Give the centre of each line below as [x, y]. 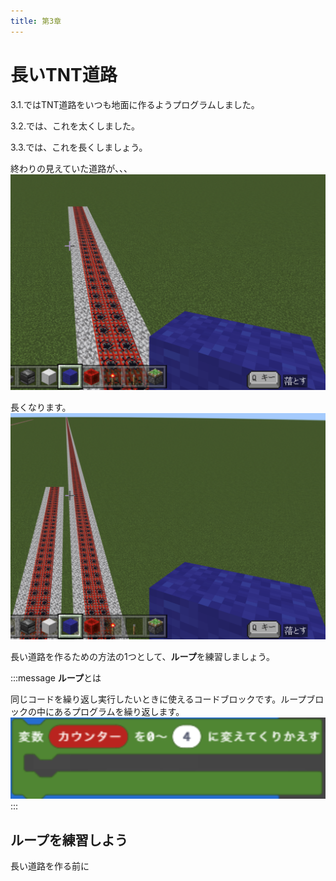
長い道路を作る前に [50, 866]
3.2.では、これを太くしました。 [75, 126]
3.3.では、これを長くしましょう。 [79, 147]
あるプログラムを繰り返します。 [119, 711]
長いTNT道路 [64, 74]
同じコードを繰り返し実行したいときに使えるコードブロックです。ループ [158, 699]
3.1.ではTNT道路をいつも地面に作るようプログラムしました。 [135, 104]
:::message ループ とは [56, 677]
